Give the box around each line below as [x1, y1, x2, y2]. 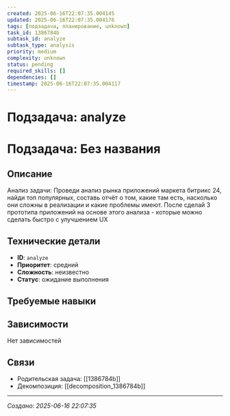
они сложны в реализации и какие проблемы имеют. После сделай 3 [7, 201, 211, 209]
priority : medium [7, 49, 57, 56]
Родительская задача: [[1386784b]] [16, 375, 121, 383]
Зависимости [7, 319, 68, 330]
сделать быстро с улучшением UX [7, 215, 108, 223]
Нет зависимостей [7, 337, 62, 345]
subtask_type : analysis [7, 42, 75, 49]
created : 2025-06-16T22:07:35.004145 [7, 10, 115, 17]
